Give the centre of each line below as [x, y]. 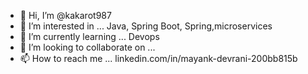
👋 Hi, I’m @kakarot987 [65, 15]
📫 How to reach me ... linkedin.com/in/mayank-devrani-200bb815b [158, 58]
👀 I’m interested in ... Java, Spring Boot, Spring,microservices [146, 26]
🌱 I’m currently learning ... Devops [89, 36]
